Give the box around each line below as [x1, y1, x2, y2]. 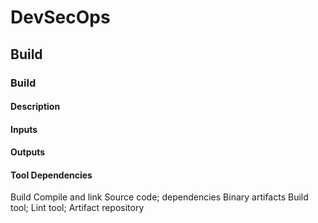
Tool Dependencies [10, 169, 93, 181]
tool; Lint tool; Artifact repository [10, 202, 145, 214]
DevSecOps [10, 6, 111, 29]
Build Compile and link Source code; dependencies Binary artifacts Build [10, 191, 309, 203]
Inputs [10, 123, 38, 135]
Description [10, 101, 61, 113]
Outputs [10, 146, 46, 158]
